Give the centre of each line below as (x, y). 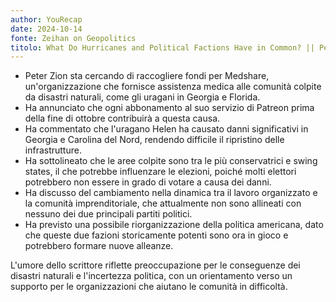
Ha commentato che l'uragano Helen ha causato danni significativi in (166, 129)
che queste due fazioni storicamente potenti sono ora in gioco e (156, 235)
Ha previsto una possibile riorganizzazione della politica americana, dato (174, 225)
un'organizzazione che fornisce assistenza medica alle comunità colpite (173, 87)
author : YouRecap (46, 19)
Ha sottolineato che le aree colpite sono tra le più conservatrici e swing (171, 161)
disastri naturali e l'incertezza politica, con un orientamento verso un (151, 276)
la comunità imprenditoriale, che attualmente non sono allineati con (163, 203)
